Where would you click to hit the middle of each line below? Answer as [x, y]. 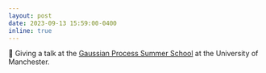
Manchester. [29, 62]
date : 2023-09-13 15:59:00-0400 [62, 23]
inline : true [30, 30]
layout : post [30, 16]
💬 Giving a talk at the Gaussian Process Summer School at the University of [133, 54]
